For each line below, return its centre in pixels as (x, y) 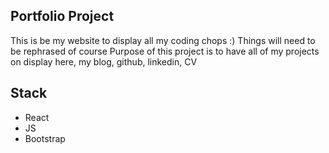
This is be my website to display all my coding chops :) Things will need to (163, 40)
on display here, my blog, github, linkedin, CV (104, 61)
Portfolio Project (62, 16)
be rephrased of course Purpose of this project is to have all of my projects (165, 51)
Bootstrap (45, 138)
